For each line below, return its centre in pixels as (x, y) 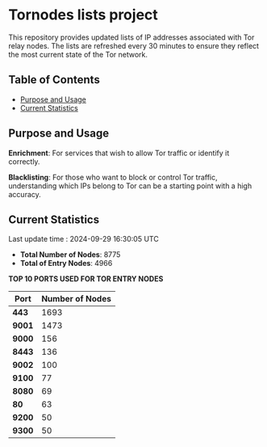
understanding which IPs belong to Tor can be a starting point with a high (130, 186)
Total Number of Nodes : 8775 (70, 255)
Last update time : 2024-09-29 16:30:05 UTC (83, 239)
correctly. (24, 161)
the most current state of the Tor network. (78, 54)
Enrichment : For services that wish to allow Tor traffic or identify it (119, 153)
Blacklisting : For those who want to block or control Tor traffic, (113, 177)
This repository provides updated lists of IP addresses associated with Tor (131, 37)
